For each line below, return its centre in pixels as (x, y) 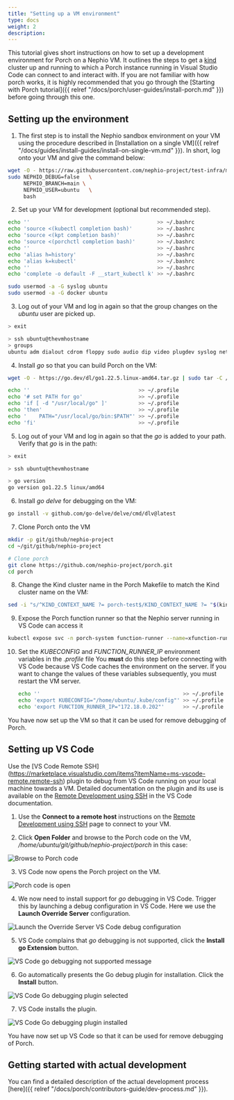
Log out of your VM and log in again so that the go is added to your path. (122, 436)
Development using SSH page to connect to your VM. (94, 823)
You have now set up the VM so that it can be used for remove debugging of (117, 720)
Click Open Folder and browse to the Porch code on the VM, (105, 837)
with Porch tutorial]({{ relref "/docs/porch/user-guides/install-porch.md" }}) (116, 90)
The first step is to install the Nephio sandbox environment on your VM (119, 136)
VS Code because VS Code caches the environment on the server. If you (122, 666)
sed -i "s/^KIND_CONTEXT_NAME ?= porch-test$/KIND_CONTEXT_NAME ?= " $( (114, 605)
